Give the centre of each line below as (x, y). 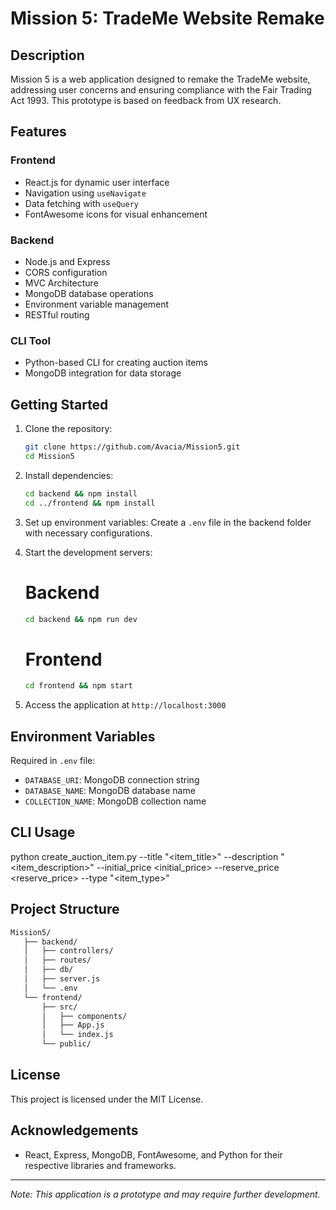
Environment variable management (97, 304)
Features (38, 132)
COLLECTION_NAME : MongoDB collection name (115, 801)
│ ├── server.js (62, 979)
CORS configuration (66, 272)
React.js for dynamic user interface (97, 182)
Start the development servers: (88, 552)
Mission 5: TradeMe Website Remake (167, 18)
